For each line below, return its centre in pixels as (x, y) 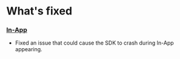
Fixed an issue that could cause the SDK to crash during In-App (94, 43)
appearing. (28, 49)
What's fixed (39, 11)
